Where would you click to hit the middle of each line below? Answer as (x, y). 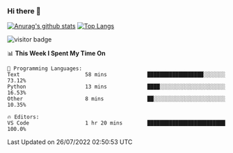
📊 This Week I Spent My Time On (56, 53)
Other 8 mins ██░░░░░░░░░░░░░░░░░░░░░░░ (116, 99)
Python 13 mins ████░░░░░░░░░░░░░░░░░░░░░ (116, 87)
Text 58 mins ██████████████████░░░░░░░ (116, 75)
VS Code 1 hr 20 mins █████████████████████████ (116, 123)
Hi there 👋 (24, 11)
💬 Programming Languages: (45, 69)
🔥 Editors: (23, 117)
